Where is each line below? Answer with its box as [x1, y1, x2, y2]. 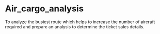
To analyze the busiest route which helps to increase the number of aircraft [5, 19, 155, 25]
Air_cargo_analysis [5, 3, 84, 14]
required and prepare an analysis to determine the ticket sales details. [5, 24, 144, 29]
